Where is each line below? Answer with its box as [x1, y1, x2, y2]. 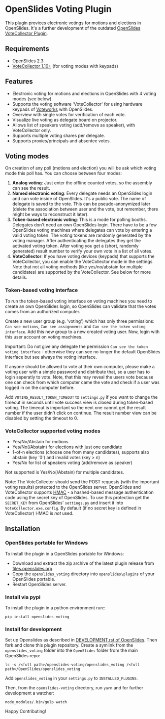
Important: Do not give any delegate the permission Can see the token [5, 343, 148, 349]
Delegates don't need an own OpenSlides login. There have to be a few [12, 222, 157, 228]
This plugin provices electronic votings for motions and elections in [5, 20, 141, 26]
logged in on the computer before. [5, 384, 75, 390]
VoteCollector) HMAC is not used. [5, 510, 74, 516]
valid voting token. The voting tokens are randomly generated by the [12, 232, 151, 238]
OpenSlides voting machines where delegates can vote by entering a [12, 227, 152, 233]
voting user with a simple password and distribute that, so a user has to [5, 369, 150, 375]
